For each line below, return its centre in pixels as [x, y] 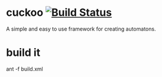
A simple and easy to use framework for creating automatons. [81, 29]
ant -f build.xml [24, 69]
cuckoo [25, 13]
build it [23, 53]
